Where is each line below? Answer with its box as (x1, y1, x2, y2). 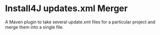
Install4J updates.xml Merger (5, 3, 128, 14)
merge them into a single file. (5, 24, 64, 30)
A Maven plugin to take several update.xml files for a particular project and (5, 19, 156, 25)
